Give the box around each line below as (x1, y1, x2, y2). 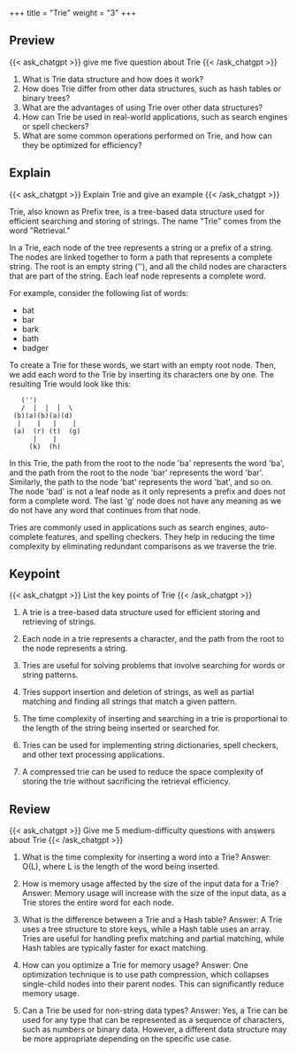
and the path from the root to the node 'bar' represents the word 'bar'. (9, 467, 264, 478)
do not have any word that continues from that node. (9, 504, 201, 515)
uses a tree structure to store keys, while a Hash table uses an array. (21, 924, 272, 934)
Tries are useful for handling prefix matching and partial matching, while (21, 933, 285, 944)
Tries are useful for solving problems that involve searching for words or (21, 660, 286, 671)
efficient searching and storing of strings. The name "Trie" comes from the (9, 215, 281, 226)
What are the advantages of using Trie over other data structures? (21, 102, 263, 113)
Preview (9, 33, 56, 48)
